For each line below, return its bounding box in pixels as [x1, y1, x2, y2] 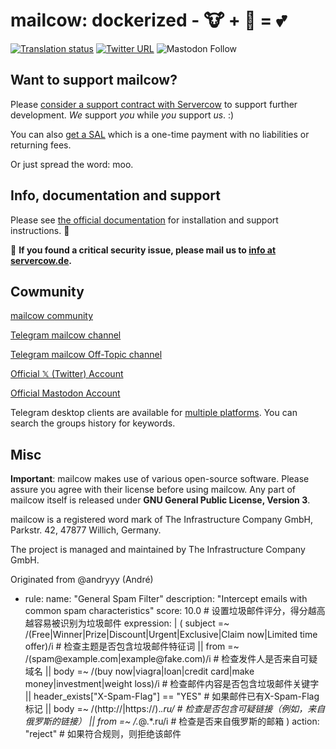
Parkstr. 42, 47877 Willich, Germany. [10, 524, 162, 536]
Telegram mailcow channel [10, 329, 122, 341]
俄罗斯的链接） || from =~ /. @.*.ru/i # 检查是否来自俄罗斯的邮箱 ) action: [24, 715, 320, 728]
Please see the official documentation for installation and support [10, 214, 279, 226]
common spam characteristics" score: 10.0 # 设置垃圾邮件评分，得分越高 [24, 605, 326, 617]
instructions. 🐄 [10, 224, 70, 236]
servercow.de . [10, 254, 72, 266]
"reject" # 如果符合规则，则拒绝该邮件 [24, 728, 182, 740]
